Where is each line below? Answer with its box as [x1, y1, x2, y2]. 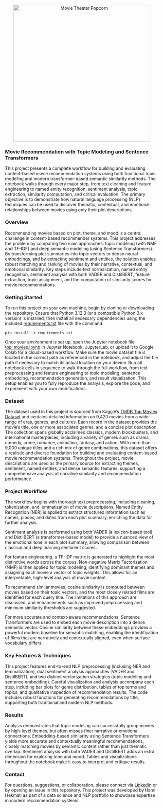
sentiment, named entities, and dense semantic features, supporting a [5, 466, 145, 471]
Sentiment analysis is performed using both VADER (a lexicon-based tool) [5, 529, 153, 535]
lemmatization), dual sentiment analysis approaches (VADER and [5, 668, 135, 674]
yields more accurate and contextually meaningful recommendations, [5, 738, 144, 744]
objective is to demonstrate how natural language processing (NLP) [5, 197, 140, 202]
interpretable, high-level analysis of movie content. [5, 575, 107, 581]
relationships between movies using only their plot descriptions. [5, 207, 133, 213]
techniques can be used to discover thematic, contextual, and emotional [5, 202, 150, 208]
